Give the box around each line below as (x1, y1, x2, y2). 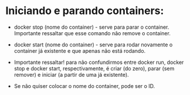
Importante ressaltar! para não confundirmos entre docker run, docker (13, 59, 184, 66)
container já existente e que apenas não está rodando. (13, 47, 146, 54)
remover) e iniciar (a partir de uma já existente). (13, 71, 130, 78)
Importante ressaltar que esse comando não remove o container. (13, 29, 171, 36)
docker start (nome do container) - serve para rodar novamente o (13, 41, 173, 48)
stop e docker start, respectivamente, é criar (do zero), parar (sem (13, 65, 175, 72)
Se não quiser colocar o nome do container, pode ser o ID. (13, 82, 155, 89)
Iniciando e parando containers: (5, 4, 164, 18)
